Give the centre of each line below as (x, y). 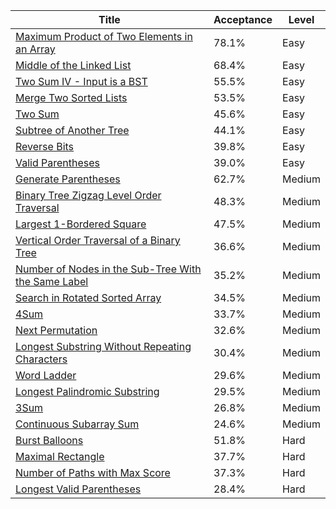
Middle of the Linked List (73, 65)
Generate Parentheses (68, 179)
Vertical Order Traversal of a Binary (98, 240)
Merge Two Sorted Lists (71, 97)
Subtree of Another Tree (72, 130)
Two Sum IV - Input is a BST (81, 81)
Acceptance (243, 19)
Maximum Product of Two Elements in (104, 36)
